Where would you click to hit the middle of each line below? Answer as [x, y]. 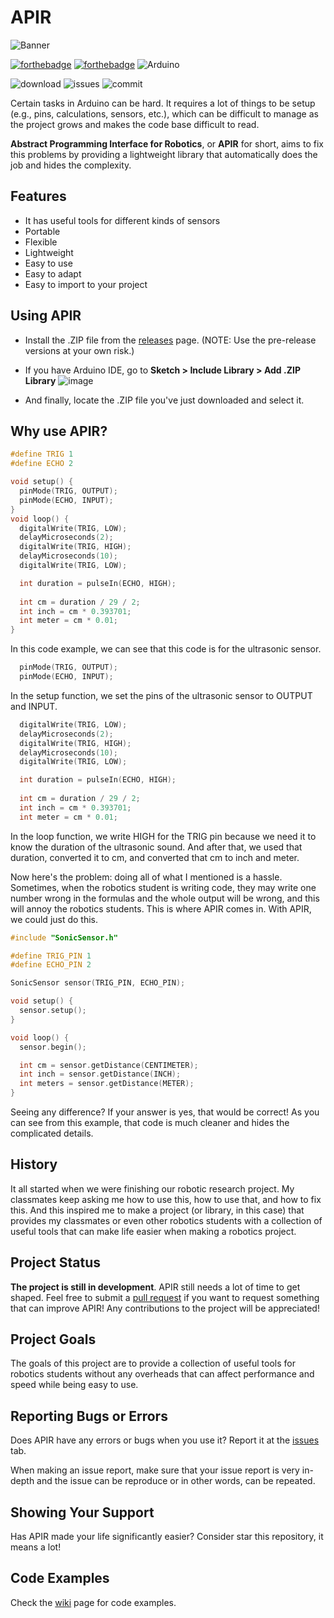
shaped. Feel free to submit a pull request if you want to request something [165, 1297]
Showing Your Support [82, 1512]
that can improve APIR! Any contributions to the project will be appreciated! [165, 1308]
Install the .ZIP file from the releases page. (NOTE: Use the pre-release [170, 340]
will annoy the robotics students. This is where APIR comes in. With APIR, [161, 908]
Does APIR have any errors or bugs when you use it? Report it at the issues [165, 1440]
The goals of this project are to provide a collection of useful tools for [153, 1363]
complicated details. [52, 1133]
